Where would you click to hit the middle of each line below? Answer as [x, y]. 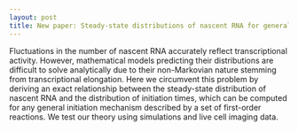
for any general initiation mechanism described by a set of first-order [135, 107]
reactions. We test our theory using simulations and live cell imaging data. [144, 117]
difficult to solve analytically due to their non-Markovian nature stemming [143, 69]
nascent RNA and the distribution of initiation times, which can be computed [149, 97]
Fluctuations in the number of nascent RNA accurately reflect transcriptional [149, 50]
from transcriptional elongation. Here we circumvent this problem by [134, 79]
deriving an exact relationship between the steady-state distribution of [137, 89]
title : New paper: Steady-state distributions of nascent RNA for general [150, 26]
